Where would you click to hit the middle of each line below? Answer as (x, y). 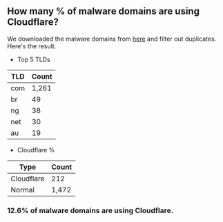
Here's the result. (32, 46)
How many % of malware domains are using (104, 11)
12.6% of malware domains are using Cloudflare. (90, 210)
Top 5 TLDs (33, 59)
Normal (22, 190)
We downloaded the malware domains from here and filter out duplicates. (112, 39)
